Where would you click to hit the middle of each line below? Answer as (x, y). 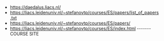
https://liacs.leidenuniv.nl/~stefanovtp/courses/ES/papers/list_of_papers (84, 12)
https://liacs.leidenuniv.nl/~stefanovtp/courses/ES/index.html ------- (80, 28)
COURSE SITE (24, 34)
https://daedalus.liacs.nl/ (35, 7)
